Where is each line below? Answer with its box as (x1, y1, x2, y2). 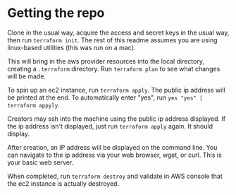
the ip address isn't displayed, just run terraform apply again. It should (7, 122, 213, 130)
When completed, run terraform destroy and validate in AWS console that (7, 172, 223, 180)
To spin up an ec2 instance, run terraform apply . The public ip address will (7, 85, 225, 94)
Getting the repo (7, 5, 105, 21)
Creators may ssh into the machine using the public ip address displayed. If (7, 114, 226, 123)
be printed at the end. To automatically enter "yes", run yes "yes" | (7, 93, 203, 102)
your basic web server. (7, 158, 74, 167)
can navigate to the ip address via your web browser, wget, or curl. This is (7, 150, 222, 159)
